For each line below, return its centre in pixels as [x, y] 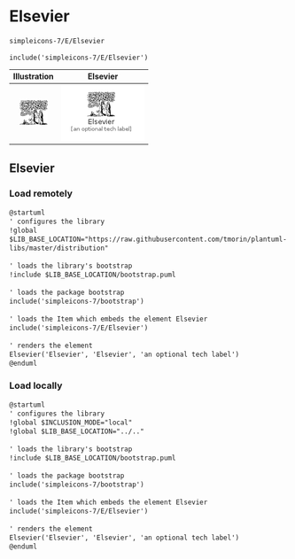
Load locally [36, 385]
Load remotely [41, 193]
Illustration [34, 76]
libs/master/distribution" [59, 248]
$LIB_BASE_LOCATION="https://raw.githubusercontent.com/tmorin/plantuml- [148, 239]
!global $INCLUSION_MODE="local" [71, 423]
